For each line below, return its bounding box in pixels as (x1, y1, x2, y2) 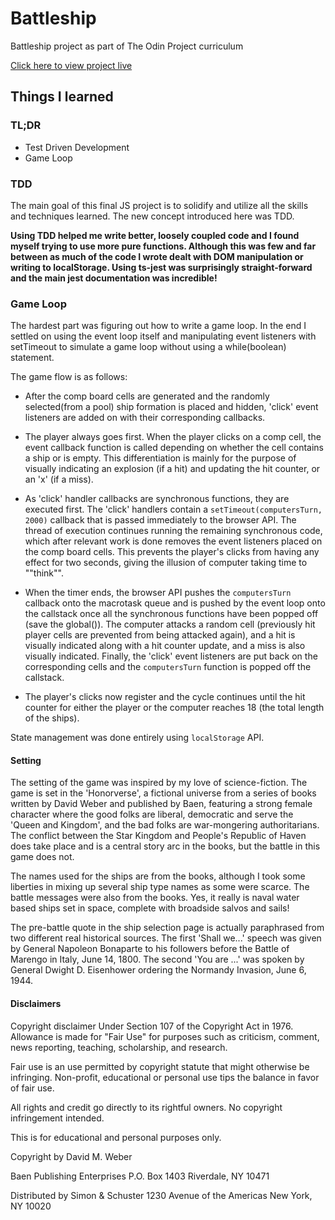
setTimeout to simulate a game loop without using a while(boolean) (10, 341, 287, 353)
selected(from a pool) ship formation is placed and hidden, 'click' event (24, 401, 319, 413)
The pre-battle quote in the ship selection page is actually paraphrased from (10, 922, 325, 934)
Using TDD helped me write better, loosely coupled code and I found (10, 229, 300, 241)
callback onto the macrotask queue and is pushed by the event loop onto (24, 597, 326, 609)
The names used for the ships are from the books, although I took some (10, 870, 306, 882)
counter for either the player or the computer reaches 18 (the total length (24, 702, 325, 714)
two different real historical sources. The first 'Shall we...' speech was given (10, 932, 322, 944)
